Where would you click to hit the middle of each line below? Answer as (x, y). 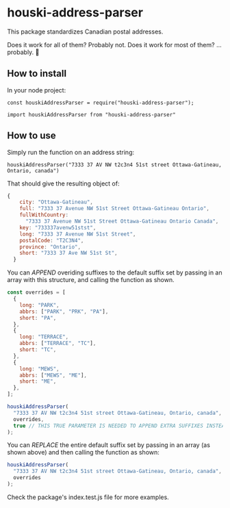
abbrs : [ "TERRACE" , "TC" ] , (58, 344)
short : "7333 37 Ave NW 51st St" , (68, 253)
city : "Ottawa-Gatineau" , (56, 202)
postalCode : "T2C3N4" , (52, 240)
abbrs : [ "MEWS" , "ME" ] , (53, 375)
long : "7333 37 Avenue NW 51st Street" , (78, 234)
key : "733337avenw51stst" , (58, 227)
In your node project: (37, 90)
